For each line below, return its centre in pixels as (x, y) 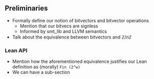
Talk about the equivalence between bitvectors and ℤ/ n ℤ (72, 37)
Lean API (16, 50)
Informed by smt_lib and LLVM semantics (63, 31)
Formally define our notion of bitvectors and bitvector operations (81, 20)
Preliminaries (26, 8)
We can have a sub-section (41, 72)
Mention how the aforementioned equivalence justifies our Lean (79, 62)
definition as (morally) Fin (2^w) (46, 67)
